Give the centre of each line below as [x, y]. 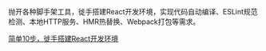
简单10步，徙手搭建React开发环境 [64, 39]
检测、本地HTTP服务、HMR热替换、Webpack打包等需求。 [104, 22]
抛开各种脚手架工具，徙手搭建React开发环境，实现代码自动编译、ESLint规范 [133, 12]
